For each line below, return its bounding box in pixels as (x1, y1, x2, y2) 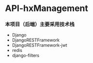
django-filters (12, 52, 40, 58)
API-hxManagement (5, 3, 88, 14)
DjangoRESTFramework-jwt (12, 42, 67, 48)
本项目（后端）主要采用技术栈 (5, 21, 75, 28)
